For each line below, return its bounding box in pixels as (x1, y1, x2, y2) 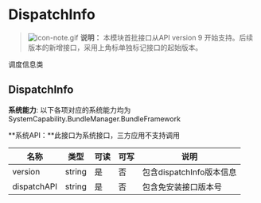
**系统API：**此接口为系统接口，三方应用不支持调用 (8, 130, 181, 140)
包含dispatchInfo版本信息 (142, 167, 237, 178)
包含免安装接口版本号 (142, 181, 223, 192)
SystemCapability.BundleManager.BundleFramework (8, 113, 181, 124)
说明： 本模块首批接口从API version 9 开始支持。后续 (80, 33, 253, 42)
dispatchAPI (12, 181, 58, 192)
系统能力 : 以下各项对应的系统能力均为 (8, 105, 131, 114)
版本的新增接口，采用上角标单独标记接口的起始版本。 (27, 42, 203, 52)
